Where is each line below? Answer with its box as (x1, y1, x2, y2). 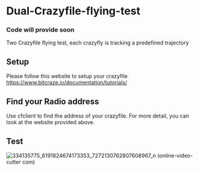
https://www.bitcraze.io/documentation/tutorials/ (6, 79, 127, 86)
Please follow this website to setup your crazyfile (6, 73, 128, 80)
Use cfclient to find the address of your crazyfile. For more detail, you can (6, 112, 189, 119)
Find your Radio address (6, 96, 99, 106)
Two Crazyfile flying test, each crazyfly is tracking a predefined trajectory (6, 39, 189, 46)
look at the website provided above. (6, 119, 95, 126)
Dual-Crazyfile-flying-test (6, 4, 141, 18)
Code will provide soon (6, 26, 75, 34)
